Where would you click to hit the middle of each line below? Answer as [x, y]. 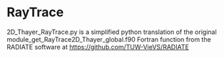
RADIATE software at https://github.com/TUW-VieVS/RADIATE [98, 47]
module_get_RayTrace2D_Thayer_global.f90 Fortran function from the [109, 39]
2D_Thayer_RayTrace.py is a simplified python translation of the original [112, 32]
